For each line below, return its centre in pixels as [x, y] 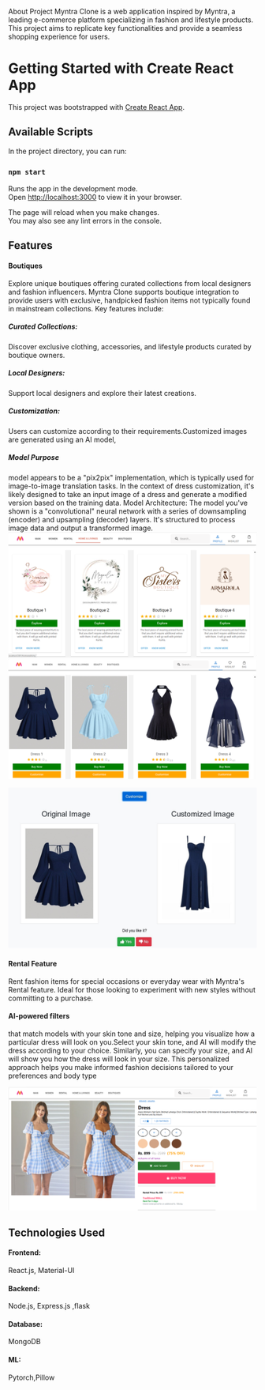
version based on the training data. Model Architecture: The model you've [128, 503]
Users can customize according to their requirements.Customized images [127, 431]
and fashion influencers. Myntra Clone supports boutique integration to [123, 292]
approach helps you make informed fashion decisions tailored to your [121, 1067]
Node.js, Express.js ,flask [49, 1306]
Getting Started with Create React [121, 68]
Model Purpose [34, 458]
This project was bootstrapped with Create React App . [97, 107]
